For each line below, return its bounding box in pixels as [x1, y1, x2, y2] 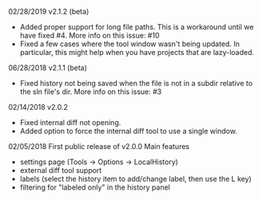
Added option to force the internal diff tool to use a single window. [19, 127, 238, 135]
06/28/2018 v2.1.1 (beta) [8, 63, 88, 73]
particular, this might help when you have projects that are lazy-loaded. [19, 48, 255, 57]
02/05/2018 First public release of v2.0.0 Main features [8, 142, 190, 151]
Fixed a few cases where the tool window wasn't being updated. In [19, 39, 240, 49]
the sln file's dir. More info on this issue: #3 [19, 87, 162, 96]
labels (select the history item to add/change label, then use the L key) [19, 175, 252, 183]
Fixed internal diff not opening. [19, 118, 121, 127]
